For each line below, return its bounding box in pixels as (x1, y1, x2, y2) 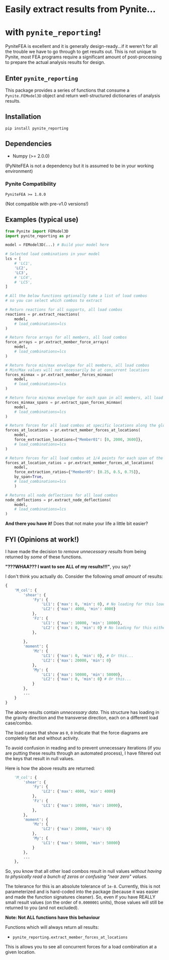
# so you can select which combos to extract (5, 298, 102, 303)
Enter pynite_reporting (5, 74, 78, 83)
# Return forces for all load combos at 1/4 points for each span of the (5, 456, 163, 461)
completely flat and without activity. (5, 735, 79, 741)
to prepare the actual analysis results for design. (5, 59, 106, 65)
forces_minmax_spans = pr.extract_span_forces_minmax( (5, 400, 123, 405)
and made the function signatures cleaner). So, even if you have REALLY (5, 894, 156, 900)
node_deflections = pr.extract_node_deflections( (5, 497, 112, 502)
